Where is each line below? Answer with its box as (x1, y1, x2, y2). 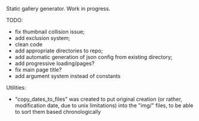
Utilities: (6, 84, 26, 91)
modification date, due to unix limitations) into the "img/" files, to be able (14, 102, 194, 109)
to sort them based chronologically (14, 108, 102, 115)
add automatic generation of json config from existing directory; (14, 54, 173, 60)
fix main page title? (14, 66, 62, 73)
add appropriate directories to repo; (14, 47, 103, 54)
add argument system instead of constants (14, 73, 121, 79)
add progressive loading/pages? (14, 60, 94, 67)
